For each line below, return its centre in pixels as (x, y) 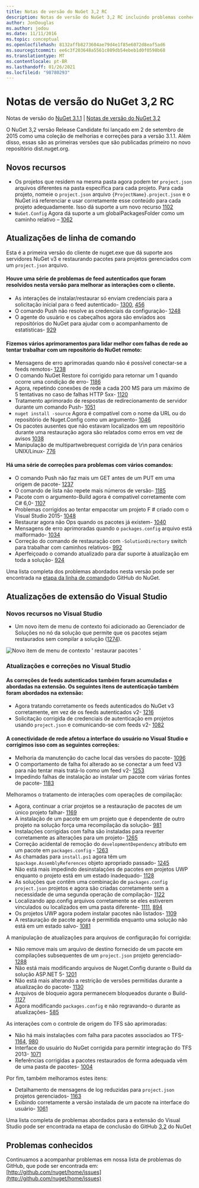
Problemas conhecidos (49, 1145)
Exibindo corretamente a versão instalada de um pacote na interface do (102, 1102)
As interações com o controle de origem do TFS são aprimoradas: (86, 1024)
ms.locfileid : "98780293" (38, 72)
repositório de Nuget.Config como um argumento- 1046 (83, 420)
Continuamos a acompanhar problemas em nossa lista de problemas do (94, 1159)
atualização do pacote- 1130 (49, 987)
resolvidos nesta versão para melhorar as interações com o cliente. (91, 285)
